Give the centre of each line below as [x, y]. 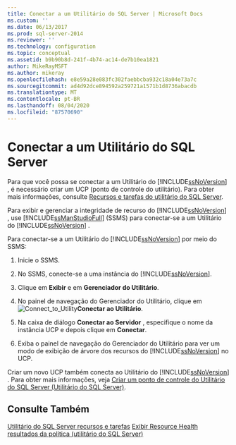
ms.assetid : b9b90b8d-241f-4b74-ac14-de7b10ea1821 [83, 60]
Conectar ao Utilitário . [110, 308]
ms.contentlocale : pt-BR [44, 99]
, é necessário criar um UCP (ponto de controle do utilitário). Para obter [111, 189]
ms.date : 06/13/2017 [38, 27]
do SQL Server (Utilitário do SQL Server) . [67, 387]
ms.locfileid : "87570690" [45, 112]
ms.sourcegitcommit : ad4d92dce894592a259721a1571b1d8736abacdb [102, 86]
